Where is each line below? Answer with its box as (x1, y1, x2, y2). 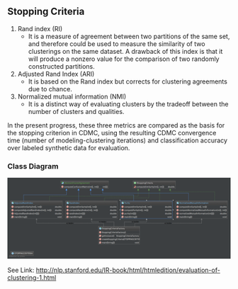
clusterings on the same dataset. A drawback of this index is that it (28, 47, 223, 55)
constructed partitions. (28, 62, 95, 70)
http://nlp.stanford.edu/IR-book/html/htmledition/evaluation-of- (35, 266, 221, 275)
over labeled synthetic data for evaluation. (7, 143, 130, 152)
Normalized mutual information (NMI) (17, 92, 127, 101)
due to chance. (28, 84, 72, 93)
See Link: (7, 266, 35, 275)
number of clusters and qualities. (28, 107, 125, 115)
